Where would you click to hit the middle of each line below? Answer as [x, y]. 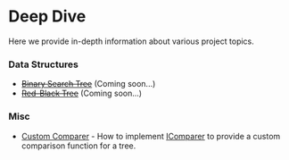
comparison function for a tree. [78, 146]
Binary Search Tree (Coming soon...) [88, 84]
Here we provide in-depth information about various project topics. [132, 41]
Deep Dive [47, 17]
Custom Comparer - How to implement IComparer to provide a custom [151, 136]
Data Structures [44, 64]
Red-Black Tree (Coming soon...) [82, 93]
